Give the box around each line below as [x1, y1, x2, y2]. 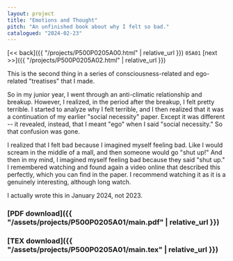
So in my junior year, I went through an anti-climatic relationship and [7, 90, 202, 99]
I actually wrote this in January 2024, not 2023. [7, 191, 143, 200]
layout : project [7, 10, 54, 17]
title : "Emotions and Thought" [7, 17, 98, 24]
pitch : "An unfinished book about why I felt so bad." [7, 23, 170, 30]
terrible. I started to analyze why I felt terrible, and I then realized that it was [7, 105, 224, 113]
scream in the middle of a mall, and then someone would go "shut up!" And [7, 148, 223, 157]
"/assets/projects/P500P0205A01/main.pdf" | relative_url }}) [7, 217, 220, 227]
